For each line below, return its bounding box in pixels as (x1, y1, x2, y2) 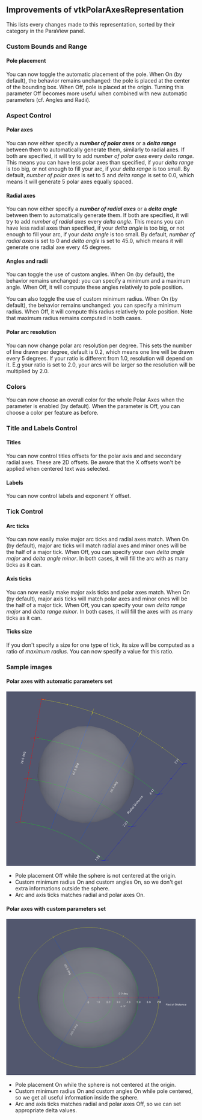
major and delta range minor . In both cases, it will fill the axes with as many (6, 608, 193, 615)
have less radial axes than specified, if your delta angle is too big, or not (6, 224, 185, 231)
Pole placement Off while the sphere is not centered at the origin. (14, 872, 177, 879)
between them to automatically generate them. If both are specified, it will (6, 212, 189, 219)
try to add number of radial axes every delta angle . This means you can (6, 218, 185, 225)
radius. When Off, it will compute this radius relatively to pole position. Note (6, 308, 193, 315)
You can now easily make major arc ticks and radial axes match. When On (6, 536, 189, 543)
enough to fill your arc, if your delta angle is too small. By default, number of (6, 231, 195, 238)
